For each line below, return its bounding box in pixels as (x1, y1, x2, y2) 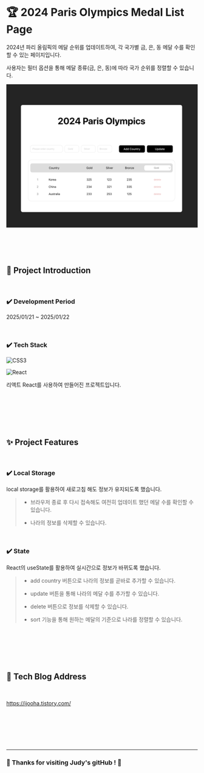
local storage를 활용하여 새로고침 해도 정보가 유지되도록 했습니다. (6, 486, 162, 493)
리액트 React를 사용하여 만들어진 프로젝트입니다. (6, 381, 121, 388)
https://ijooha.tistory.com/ (6, 699, 71, 707)
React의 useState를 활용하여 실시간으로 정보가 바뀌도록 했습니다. (6, 564, 161, 571)
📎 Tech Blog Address (6, 672, 87, 682)
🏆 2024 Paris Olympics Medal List (6, 5, 185, 20)
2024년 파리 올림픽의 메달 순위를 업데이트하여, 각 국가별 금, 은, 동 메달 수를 (6, 43, 184, 51)
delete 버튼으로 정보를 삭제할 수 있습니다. (30, 602, 129, 610)
